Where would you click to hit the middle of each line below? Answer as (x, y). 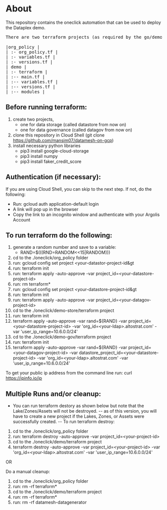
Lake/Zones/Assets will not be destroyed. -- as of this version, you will (85, 411)
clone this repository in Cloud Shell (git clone (58, 135)
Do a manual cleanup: (28, 472)
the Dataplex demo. (26, 27)
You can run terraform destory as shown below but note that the (78, 406)
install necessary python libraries (47, 146)
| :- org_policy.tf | (32, 52)
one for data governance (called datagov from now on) (76, 130)
